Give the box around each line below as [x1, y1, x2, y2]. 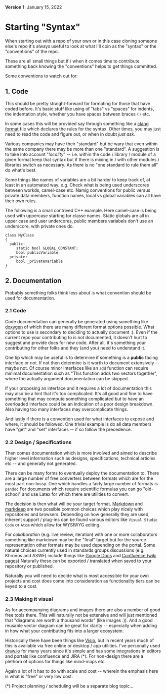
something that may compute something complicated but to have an [5, 396, 144, 402]
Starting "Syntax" [5, 22, 81, 33]
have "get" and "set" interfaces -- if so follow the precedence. [5, 426, 132, 432]
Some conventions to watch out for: [5, 73, 78, 79]
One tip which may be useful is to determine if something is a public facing [5, 354, 158, 360]
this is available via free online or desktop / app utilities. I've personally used [5, 643, 161, 649]
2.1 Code [5, 307, 26, 314]
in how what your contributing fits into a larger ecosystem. [5, 628, 124, 634]
